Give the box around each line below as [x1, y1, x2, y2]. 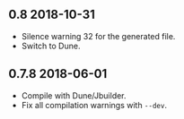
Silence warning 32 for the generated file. [21, 30, 176, 41]
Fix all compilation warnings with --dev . [21, 99, 168, 110]
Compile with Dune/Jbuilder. [21, 89, 127, 101]
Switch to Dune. [21, 40, 81, 51]
